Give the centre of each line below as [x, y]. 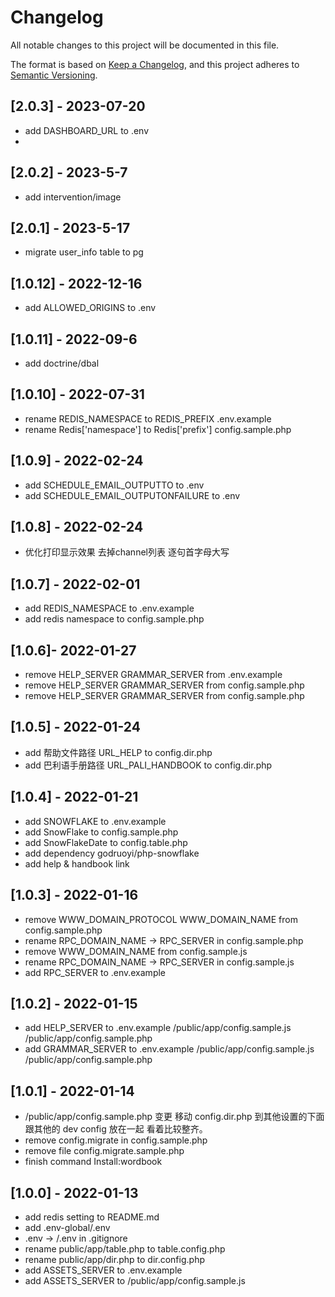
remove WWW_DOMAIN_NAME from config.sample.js [136, 951]
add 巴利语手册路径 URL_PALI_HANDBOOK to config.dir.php [148, 765]
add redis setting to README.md [92, 1217]
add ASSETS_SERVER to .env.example [103, 1270]
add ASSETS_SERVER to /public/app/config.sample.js [135, 1280]
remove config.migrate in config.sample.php [116, 1140]
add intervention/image [73, 197]
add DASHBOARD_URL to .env [87, 130]
